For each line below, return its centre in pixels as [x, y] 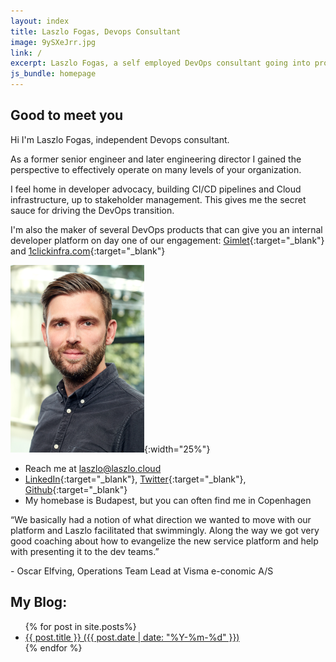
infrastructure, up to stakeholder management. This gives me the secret [158, 199]
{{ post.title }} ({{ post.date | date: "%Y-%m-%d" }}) [132, 637]
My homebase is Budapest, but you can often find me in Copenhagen [168, 500]
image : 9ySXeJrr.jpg [53, 42]
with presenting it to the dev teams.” [85, 551]
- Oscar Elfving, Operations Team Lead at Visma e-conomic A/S [142, 571]
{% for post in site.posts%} [80, 626]
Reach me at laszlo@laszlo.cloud [93, 468]
